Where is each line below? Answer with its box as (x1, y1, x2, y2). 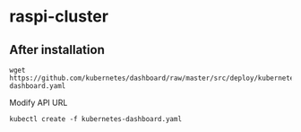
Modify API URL (9, 97, 68, 108)
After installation (9, 42, 105, 57)
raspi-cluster (9, 6, 109, 27)
